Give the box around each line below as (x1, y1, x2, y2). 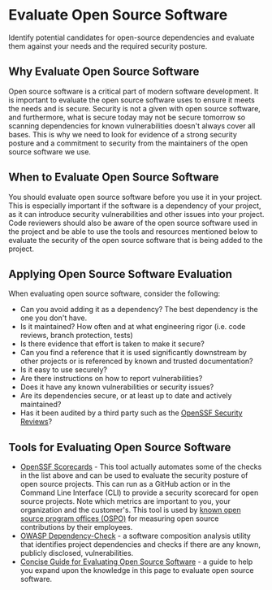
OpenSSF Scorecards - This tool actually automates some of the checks (19, 462, 262, 472)
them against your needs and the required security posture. (8, 41, 208, 50)
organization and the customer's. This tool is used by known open (19, 505, 241, 515)
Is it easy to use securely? (19, 365, 108, 375)
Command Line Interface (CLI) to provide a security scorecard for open (19, 488, 259, 497)
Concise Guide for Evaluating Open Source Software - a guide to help (19, 557, 253, 566)
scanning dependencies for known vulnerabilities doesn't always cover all (8, 120, 256, 131)
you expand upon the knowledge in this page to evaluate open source (19, 566, 254, 575)
